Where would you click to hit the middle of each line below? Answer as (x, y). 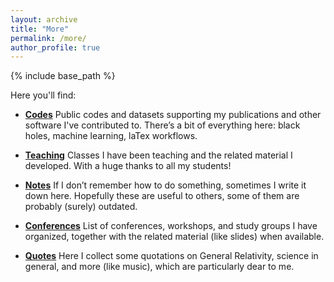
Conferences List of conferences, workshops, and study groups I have (171, 226)
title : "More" (40, 29)
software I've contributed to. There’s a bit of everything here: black (162, 125)
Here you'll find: (43, 95)
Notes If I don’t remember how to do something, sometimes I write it (165, 185)
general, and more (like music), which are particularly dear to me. (159, 267)
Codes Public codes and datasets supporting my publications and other (173, 115)
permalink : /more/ (48, 38)
